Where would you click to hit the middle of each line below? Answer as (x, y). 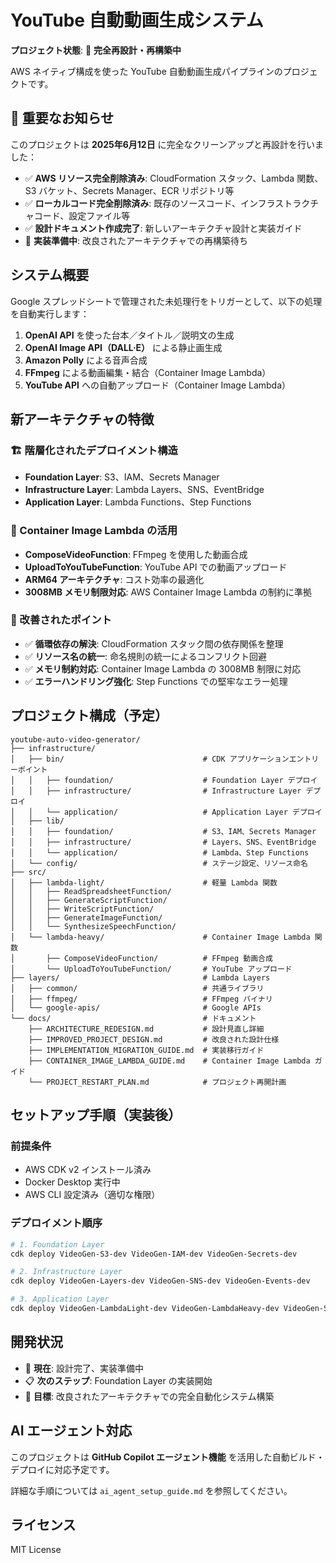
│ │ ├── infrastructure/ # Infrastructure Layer (156, 791)
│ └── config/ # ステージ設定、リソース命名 (159, 863)
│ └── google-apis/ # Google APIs (136, 1007)
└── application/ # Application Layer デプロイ (184, 812)
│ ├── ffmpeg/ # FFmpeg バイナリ (141, 999)
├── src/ (28, 872)
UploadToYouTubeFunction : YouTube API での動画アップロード (156, 567)
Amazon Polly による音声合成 (86, 360)
